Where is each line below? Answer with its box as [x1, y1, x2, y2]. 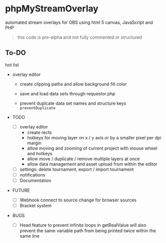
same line [19, 233, 40, 239]
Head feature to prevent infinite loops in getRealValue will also [19, 222, 147, 228]
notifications [19, 172, 46, 178]
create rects [27, 129, 52, 135]
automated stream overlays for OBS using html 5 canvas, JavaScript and [5, 19, 153, 25]
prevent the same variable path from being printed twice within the [19, 228, 156, 234]
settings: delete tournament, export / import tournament [19, 166, 134, 172]
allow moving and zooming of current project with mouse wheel [27, 145, 158, 151]
